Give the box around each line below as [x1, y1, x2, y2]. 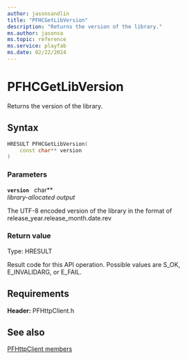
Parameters [7, 170, 47, 179]
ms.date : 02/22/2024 [7, 49, 67, 56]
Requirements [7, 288, 69, 300]
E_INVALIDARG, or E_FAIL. [7, 268, 82, 276]
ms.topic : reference [7, 36, 67, 43]
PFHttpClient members [7, 345, 73, 353]
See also [7, 327, 45, 338]
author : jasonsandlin [7, 10, 70, 17]
